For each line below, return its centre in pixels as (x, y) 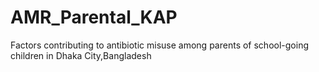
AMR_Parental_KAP (94, 17)
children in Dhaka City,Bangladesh (81, 55)
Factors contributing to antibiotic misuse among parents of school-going (159, 45)
